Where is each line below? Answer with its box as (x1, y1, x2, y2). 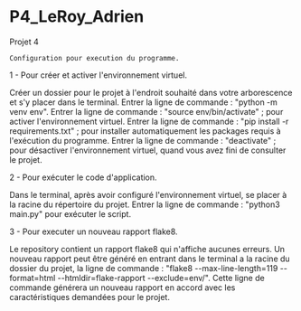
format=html (9, 272, 56, 283)
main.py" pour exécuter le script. (9, 208, 132, 219)
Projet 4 (9, 36, 39, 47)
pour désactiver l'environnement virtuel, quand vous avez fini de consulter (9, 145, 287, 155)
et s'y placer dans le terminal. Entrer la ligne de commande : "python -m (9, 97, 278, 108)
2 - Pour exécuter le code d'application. (9, 172, 157, 183)
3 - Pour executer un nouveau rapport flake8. (9, 226, 178, 237)
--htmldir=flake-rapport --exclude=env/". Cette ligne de (57, 272, 265, 283)
